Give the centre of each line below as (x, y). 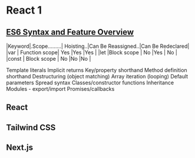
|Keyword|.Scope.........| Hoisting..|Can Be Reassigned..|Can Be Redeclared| (98, 46)
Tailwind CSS (31, 127)
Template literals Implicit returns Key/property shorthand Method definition (97, 70)
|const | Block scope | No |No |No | (49, 59)
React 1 (24, 10)
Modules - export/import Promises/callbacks (60, 89)
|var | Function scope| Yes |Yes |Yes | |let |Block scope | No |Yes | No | (92, 52)
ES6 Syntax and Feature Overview (70, 32)
